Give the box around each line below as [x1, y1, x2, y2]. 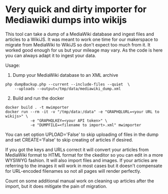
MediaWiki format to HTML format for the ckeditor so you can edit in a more [5, 152, 163, 158]
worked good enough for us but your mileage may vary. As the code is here [5, 47, 163, 53]
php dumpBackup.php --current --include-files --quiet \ [5, 82, 130, 87]
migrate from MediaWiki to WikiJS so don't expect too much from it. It [5, 41, 151, 47]
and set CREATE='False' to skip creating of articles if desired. [5, 136, 133, 142]
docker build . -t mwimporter [5, 105, 69, 110]
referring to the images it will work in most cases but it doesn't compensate [5, 163, 163, 169]
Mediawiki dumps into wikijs [5, 14, 128, 26]
